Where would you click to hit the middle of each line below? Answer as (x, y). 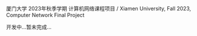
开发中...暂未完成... (29, 27)
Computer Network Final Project (45, 15)
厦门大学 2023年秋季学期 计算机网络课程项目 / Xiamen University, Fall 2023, (98, 8)
